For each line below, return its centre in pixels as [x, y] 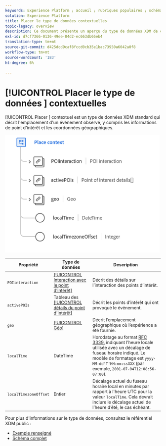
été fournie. [104, 330]
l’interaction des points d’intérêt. [125, 285]
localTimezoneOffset [28, 395]
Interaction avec [70, 280]
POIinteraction [23, 283]
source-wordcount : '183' [31, 57]
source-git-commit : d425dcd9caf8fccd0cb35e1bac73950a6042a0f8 [70, 47]
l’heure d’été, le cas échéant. [121, 407]
